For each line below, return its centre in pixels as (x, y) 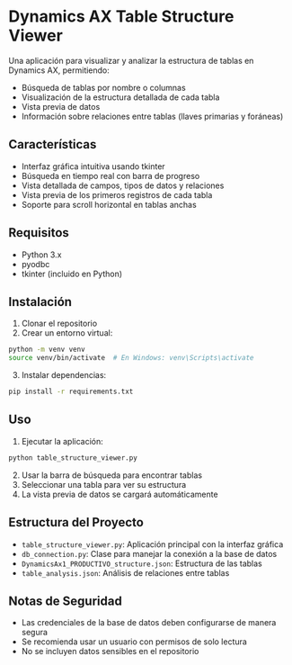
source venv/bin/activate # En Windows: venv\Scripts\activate (131, 358)
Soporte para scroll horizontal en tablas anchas (109, 204)
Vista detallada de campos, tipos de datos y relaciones (123, 185)
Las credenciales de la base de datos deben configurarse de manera (149, 623)
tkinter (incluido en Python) (72, 274)
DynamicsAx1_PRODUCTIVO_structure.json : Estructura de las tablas (142, 563)
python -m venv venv (47, 350)
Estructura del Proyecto (76, 522)
